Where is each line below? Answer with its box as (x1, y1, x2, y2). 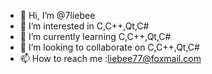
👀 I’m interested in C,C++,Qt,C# (19, 20, 150, 32)
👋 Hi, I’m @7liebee (19, 10, 96, 21)
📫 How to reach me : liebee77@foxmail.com (19, 53, 202, 64)
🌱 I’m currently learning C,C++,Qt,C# (19, 31, 172, 42)
